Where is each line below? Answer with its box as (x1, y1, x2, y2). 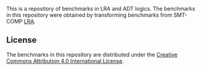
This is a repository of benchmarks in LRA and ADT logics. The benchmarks (6, 5, 196, 12)
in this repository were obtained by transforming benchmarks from (6, 11, 173, 19)
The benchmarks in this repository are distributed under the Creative (6, 51, 177, 58)
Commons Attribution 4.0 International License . (6, 57, 124, 65)
